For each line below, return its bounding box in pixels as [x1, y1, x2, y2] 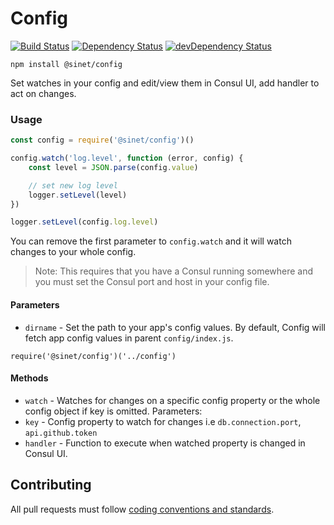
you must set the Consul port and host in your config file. [34, 276, 270, 288]
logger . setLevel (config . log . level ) [10, 217, 159, 227]
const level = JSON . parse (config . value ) [28, 162, 199, 172]
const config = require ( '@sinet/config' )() [10, 135, 195, 146]
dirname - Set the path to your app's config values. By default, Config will [24, 321, 326, 333]
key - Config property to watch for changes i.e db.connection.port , [24, 415, 302, 427]
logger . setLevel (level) [28, 190, 128, 200]
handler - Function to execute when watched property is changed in [24, 437, 306, 449]
